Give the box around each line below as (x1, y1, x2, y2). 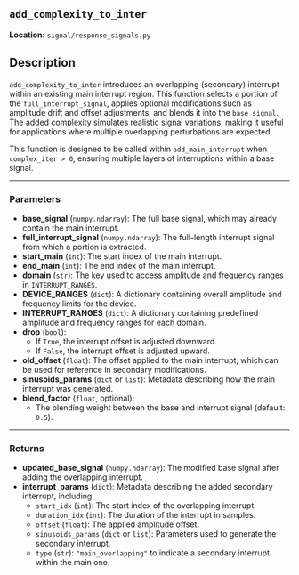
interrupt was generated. (21, 383, 114, 393)
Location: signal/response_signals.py (9, 29, 151, 40)
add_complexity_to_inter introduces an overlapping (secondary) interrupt (9, 78, 280, 89)
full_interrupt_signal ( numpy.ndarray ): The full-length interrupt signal (21, 231, 275, 242)
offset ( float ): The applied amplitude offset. (35, 519, 200, 530)
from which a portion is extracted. (21, 241, 147, 252)
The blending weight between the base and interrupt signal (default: (35, 401, 286, 413)
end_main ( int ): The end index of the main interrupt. (21, 260, 216, 271)
